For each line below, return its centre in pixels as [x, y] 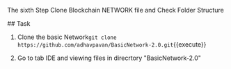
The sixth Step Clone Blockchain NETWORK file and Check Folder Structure [115, 10]
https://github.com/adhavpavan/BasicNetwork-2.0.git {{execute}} [112, 44]
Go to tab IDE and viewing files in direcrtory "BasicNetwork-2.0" [109, 58]
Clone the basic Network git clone [67, 37]
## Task [19, 23]
